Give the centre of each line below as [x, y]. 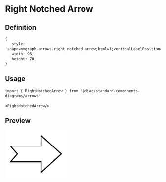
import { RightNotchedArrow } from [42, 91]
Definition [21, 27]
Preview [18, 121]
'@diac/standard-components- [110, 91]
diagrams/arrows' [23, 96]
